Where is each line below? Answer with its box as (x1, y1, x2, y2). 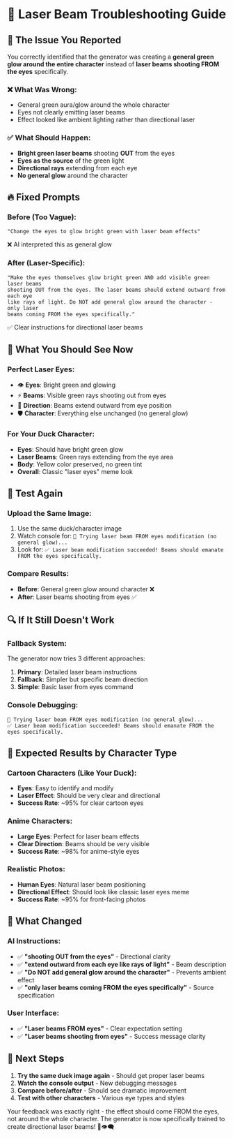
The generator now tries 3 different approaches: (7, 654, 145, 663)
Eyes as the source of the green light (17, 156, 124, 165)
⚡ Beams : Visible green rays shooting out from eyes (17, 391, 167, 400)
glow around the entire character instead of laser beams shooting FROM (7, 60, 220, 68)
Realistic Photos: (7, 864, 66, 874)
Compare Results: (7, 569, 70, 579)
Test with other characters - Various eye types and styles (17, 1093, 185, 1102)
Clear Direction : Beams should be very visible (17, 839, 150, 848)
